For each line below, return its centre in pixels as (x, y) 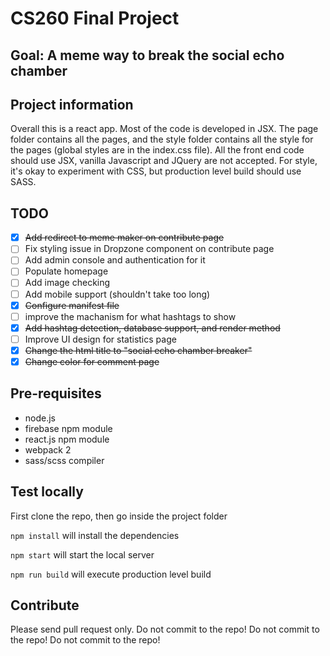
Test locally (47, 492)
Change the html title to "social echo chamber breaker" (138, 350)
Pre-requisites (56, 393)
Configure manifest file (72, 305)
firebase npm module (68, 428)
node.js (40, 418)
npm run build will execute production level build (111, 574)
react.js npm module (67, 439)
